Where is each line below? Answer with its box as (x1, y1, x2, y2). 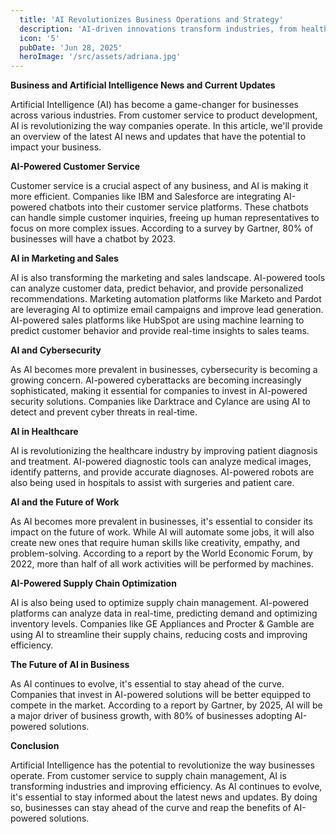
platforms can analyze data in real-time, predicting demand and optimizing (10, 607, 318, 620)
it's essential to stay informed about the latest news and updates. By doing (10, 791, 318, 803)
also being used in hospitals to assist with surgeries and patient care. (10, 477, 295, 489)
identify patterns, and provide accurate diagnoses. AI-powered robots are (10, 466, 315, 478)
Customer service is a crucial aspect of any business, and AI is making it (10, 180, 309, 192)
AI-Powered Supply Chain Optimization (10, 577, 177, 590)
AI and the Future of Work (10, 496, 120, 508)
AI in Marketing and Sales (10, 252, 119, 265)
